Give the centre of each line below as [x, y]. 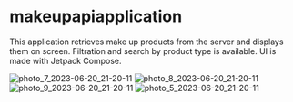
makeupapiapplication [96, 17]
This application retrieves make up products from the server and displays [146, 42]
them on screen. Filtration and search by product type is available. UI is [143, 51]
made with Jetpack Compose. [66, 60]
